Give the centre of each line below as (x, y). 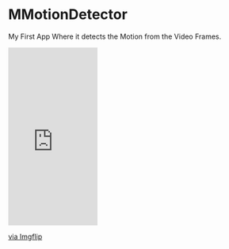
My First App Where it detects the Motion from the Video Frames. (115, 36)
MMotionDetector (68, 15)
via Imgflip (25, 236)
